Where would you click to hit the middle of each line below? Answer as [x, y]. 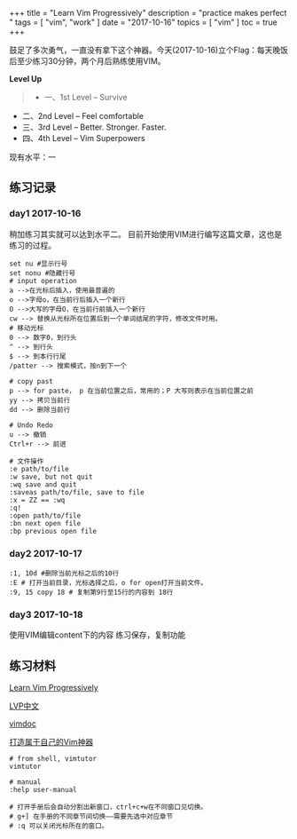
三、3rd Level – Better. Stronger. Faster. [94, 127]
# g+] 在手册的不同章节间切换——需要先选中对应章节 [91, 817]
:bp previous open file [53, 531]
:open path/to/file [45, 515]
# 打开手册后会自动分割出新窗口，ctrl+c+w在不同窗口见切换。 [108, 807]
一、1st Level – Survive [86, 97]
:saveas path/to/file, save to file [77, 492]
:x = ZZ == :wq [37, 500]
